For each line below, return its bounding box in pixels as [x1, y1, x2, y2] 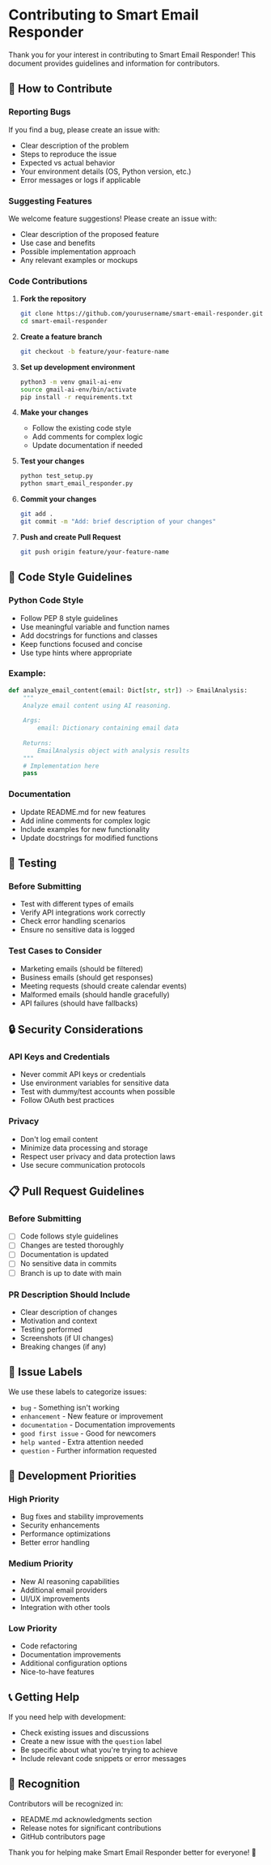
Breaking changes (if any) [19, 1342, 107, 1351]
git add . [19, 510, 54, 519]
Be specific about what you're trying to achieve [19, 1745, 178, 1755]
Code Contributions [8, 275, 87, 286]
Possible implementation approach [19, 246, 136, 256]
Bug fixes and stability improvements [19, 1512, 144, 1522]
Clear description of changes [19, 1307, 117, 1316]
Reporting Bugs [8, 106, 71, 118]
